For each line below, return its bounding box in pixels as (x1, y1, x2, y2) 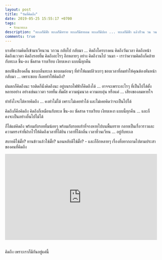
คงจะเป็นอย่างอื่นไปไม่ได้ (5, 114, 43, 119)
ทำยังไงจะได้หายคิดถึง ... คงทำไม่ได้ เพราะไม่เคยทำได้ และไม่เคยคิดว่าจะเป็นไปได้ (5, 98, 132, 104)
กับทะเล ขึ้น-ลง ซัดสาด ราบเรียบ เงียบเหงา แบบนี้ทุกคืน (5, 58, 91, 64)
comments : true (5, 34, 36, 39)
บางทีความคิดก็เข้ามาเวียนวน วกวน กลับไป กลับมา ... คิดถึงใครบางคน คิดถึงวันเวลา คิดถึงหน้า (5, 47, 151, 53)
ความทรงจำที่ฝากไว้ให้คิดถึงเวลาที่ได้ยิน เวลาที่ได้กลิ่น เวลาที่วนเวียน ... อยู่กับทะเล (5, 129, 134, 134)
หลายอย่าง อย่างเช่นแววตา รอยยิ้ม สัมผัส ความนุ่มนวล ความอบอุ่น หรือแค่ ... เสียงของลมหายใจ (5, 88, 153, 95)
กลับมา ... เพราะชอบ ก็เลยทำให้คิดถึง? (5, 73, 65, 79)
